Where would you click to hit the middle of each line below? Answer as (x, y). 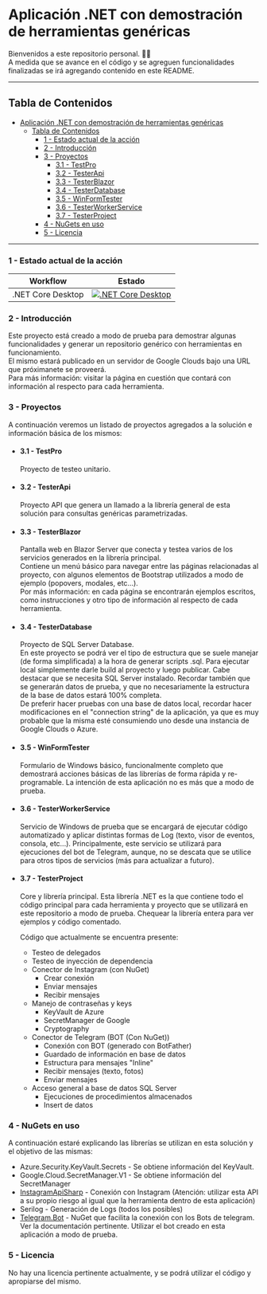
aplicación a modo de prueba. (68, 1235)
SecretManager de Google (87, 1021)
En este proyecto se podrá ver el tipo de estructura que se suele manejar (139, 653)
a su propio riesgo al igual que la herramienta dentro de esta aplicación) (137, 1201)
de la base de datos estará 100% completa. (91, 696)
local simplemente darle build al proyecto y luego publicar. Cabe (125, 670)
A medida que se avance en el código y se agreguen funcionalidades (121, 62)
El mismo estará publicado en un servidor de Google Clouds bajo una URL (130, 361)
